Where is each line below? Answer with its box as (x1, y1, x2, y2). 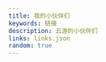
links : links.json (8, 34, 70, 43)
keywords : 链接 (8, 19, 57, 27)
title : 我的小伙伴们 (8, 11, 70, 20)
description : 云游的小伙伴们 (8, 27, 99, 35)
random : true (8, 42, 53, 50)
